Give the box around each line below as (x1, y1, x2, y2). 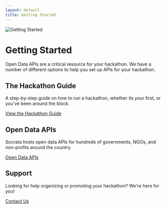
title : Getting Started (5, 12, 56, 17)
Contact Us (5, 198, 29, 204)
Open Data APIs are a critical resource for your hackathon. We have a (5, 61, 152, 67)
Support (5, 169, 32, 178)
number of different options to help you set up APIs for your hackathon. (5, 67, 156, 73)
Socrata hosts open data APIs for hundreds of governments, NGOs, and (5, 139, 156, 145)
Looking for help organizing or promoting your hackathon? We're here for (5, 182, 159, 189)
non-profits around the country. (5, 144, 72, 151)
